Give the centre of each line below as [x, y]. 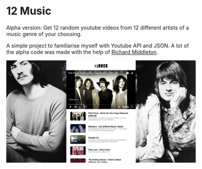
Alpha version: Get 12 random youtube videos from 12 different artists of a [98, 28]
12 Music [29, 11]
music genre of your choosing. [44, 34]
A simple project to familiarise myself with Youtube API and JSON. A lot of [98, 46]
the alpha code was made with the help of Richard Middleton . [82, 52]
